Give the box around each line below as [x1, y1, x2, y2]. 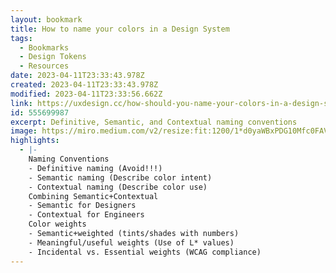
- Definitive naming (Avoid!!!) [28, 163, 163, 173]
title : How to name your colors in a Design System [10, 24, 230, 34]
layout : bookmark [10, 14, 83, 25]
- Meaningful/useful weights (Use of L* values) [28, 237, 235, 248]
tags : [10, 33, 33, 43]
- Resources [19, 61, 70, 71]
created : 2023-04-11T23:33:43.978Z [10, 80, 159, 90]
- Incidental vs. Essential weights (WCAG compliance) [28, 247, 262, 257]
